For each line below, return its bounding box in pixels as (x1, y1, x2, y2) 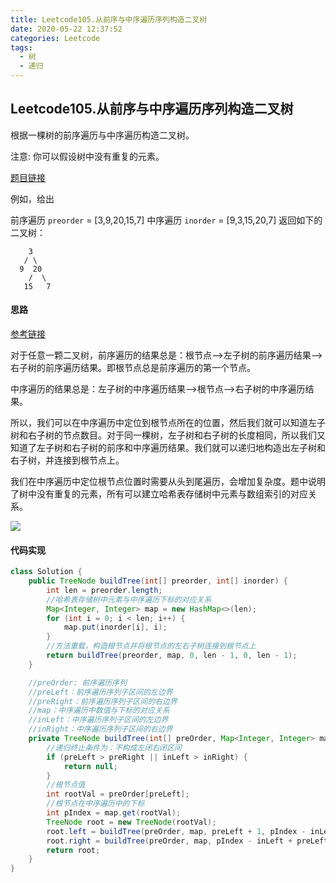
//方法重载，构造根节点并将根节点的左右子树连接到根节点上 (46, 641, 257, 651)
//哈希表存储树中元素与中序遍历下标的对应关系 (46, 594, 212, 605)
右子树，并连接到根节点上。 (10, 454, 125, 466)
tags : (10, 42, 33, 53)
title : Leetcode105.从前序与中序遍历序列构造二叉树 (10, 14, 208, 25)
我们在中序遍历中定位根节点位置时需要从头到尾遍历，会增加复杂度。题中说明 (10, 476, 326, 488)
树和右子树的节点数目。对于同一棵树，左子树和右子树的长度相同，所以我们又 (10, 429, 326, 441)
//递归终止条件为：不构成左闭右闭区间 (46, 742, 182, 753)
